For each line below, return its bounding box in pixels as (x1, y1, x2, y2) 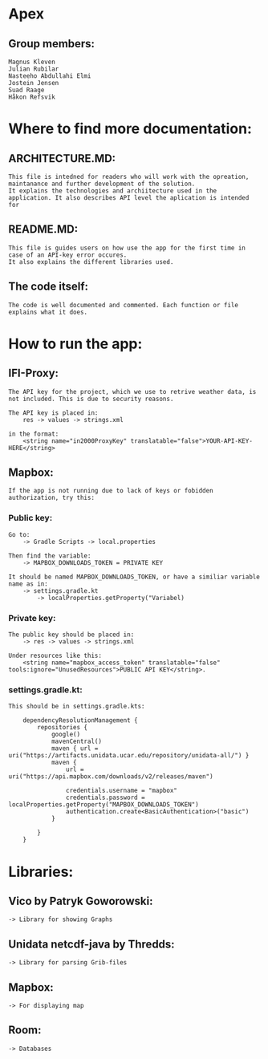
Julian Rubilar (8, 65, 59, 73)
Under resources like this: (8, 651, 103, 660)
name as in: (8, 579, 48, 588)
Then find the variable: (8, 551, 91, 560)
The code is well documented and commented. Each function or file (8, 301, 239, 309)
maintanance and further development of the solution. (8, 180, 196, 188)
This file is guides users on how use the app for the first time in (8, 244, 246, 252)
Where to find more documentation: (8, 120, 253, 138)
